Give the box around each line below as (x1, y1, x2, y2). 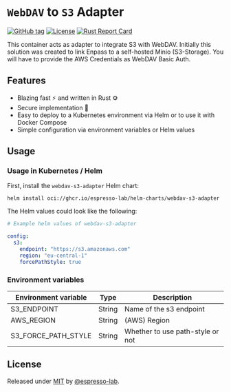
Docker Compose (16, 118, 67, 126)
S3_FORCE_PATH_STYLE (10, 331, 92, 340)
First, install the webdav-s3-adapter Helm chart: (7, 182, 140, 190)
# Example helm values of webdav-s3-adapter (7, 220, 137, 227)
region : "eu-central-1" (19, 252, 88, 259)
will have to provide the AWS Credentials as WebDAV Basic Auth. (7, 54, 191, 63)
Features (7, 75, 46, 87)
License (7, 359, 42, 371)
